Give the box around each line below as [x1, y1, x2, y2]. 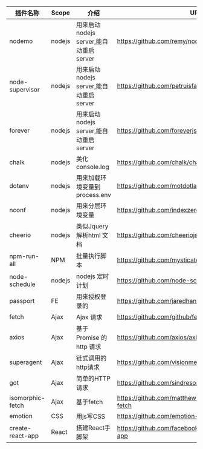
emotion [9, 412, 33, 420]
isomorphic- [9, 394, 45, 402]
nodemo [9, 37, 33, 45]
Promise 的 [76, 333, 108, 342]
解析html [76, 231, 101, 239]
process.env [76, 191, 112, 199]
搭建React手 [76, 424, 111, 432]
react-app [9, 431, 39, 440]
